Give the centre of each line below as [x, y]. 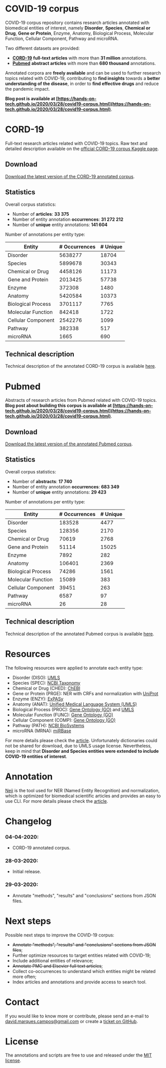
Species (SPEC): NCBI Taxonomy [46, 683]
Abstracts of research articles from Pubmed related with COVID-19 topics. [81, 400]
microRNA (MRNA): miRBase [42, 731]
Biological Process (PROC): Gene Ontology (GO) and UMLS [73, 709]
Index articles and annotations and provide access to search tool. [80, 982]
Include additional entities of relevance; [53, 960]
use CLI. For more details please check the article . [57, 801]
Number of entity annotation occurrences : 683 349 [66, 486]
